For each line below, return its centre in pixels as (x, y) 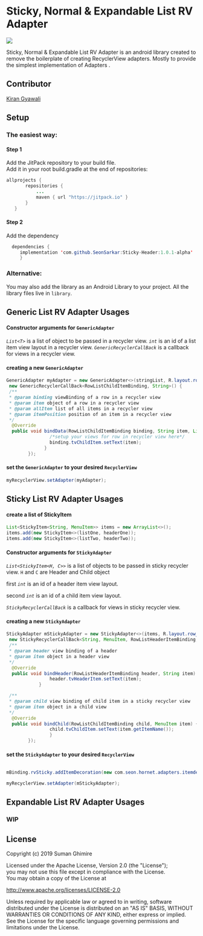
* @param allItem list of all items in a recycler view (81, 409)
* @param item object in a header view (59, 656)
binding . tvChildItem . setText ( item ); (95, 443)
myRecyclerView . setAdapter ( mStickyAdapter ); (63, 783)
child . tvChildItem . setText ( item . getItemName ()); (111, 730)
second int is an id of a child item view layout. (64, 596)
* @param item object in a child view (58, 707)
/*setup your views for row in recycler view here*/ (117, 437)
